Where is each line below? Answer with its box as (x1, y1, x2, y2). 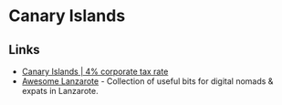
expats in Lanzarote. (21, 86, 99, 96)
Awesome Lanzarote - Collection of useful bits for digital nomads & (21, 76, 274, 87)
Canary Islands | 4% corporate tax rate (21, 66, 169, 77)
